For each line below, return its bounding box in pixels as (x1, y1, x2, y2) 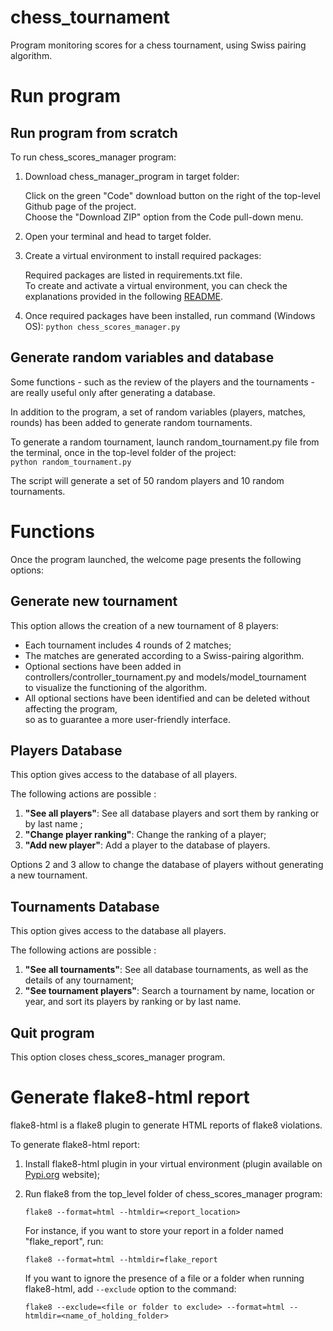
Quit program (10, 1024, 95, 1041)
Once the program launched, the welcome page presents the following (10, 553, 302, 565)
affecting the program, (24, 702, 118, 715)
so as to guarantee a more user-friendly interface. (24, 713, 231, 725)
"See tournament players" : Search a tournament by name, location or (24, 985, 315, 997)
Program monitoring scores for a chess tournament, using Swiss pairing (10, 39, 307, 51)
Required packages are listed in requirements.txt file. (24, 269, 243, 281)
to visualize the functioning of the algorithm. (24, 681, 207, 693)
